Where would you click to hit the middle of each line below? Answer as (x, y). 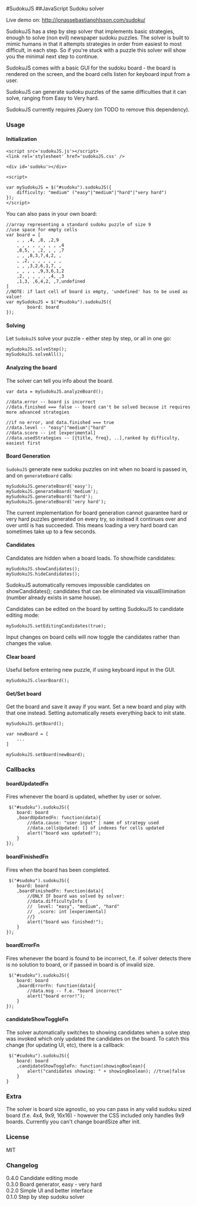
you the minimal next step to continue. (52, 56)
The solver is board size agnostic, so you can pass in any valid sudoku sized (98, 1109)
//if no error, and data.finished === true (60, 422)
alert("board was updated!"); (64, 833)
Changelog (22, 1165)
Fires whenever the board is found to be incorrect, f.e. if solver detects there (98, 958)
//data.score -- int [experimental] (51, 433)
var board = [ (24, 235)
